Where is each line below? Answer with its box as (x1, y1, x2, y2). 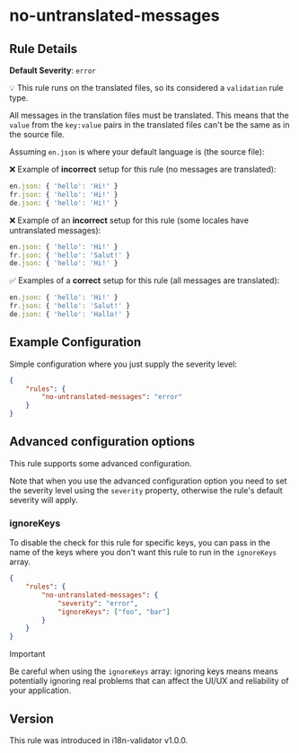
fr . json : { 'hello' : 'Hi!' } (9, 190, 119, 199)
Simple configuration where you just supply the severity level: (9, 359, 238, 369)
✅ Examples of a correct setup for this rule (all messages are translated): (9, 275, 280, 286)
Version (9, 711, 54, 726)
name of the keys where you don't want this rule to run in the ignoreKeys (9, 547, 277, 558)
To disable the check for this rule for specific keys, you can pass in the (9, 537, 271, 548)
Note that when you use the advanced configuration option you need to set (9, 475, 287, 486)
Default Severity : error (9, 65, 96, 75)
